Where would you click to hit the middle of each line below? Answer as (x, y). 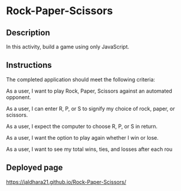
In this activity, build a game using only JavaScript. (68, 47)
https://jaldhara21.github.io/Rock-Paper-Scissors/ (66, 182)
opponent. (19, 97)
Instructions (29, 65)
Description (28, 33)
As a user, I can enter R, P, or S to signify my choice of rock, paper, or (90, 108)
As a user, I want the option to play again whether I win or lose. (83, 137)
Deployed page (34, 168)
